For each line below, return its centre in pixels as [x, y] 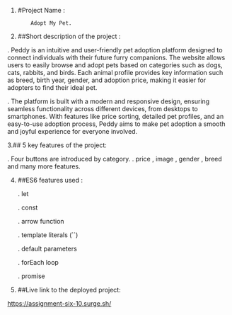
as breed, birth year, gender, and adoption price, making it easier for [107, 80]
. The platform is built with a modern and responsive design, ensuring [109, 101]
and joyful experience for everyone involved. [72, 131]
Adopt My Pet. [51, 23]
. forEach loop [38, 262]
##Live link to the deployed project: [69, 290]
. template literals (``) [48, 235]
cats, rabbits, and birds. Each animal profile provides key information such [115, 73]
